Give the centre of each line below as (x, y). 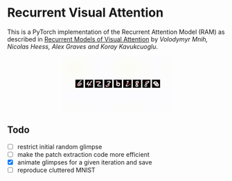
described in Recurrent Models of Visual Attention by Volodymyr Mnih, (108, 39)
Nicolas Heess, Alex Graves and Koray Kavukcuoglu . (82, 46)
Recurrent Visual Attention (86, 13)
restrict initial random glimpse (60, 146)
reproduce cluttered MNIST (56, 170)
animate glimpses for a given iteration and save (84, 162)
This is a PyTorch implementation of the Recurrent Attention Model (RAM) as (116, 32)
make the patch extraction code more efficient (83, 154)
